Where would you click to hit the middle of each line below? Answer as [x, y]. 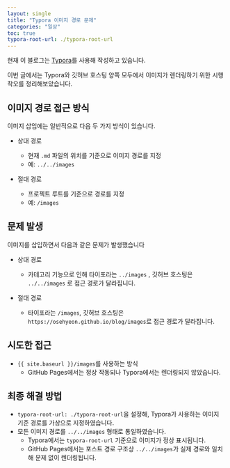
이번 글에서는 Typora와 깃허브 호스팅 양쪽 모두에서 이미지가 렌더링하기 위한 [109, 75]
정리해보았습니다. [49, 84]
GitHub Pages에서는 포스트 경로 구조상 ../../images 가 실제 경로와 [119, 449]
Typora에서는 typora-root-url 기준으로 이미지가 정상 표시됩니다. [117, 440]
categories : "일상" [34, 26]
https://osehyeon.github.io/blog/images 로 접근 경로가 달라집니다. [121, 321]
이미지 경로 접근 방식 [48, 108]
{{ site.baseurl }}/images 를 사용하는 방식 [77, 364]
